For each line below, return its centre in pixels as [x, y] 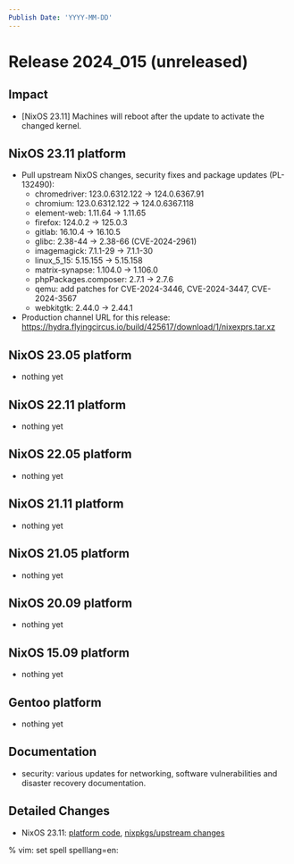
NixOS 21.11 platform [66, 504]
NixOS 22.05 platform [70, 454]
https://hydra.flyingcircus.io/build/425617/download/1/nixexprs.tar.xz [148, 327]
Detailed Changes [59, 811]
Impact [28, 95]
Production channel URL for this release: [96, 317]
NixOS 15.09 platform [69, 653]
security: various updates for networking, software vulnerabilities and [149, 773]
